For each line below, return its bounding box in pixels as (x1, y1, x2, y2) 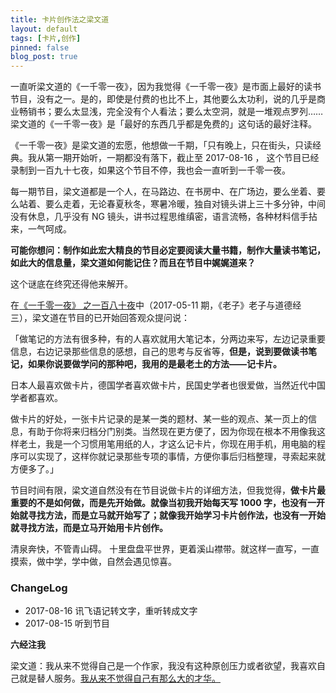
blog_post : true (10, 52, 78, 62)
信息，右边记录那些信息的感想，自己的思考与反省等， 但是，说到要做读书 (10, 346, 308, 358)
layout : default (10, 24, 78, 34)
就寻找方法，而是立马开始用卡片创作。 (10, 522, 168, 534)
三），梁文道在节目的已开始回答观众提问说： (10, 312, 190, 324)
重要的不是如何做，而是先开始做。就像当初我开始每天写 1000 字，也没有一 (10, 497, 317, 509)
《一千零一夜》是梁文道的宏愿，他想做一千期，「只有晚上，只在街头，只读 (10, 139, 313, 151)
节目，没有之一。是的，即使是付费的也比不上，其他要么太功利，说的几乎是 (10, 93, 317, 105)
